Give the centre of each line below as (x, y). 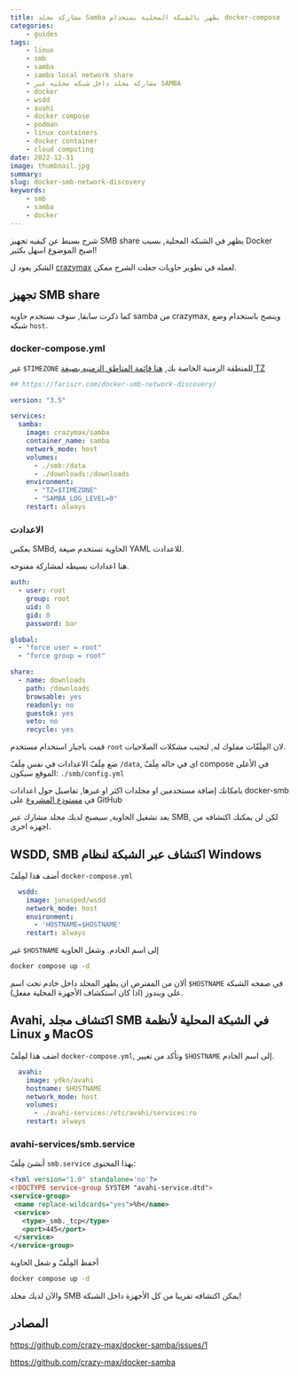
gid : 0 (38, 615)
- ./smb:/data (60, 465)
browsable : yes (54, 697)
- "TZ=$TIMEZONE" (66, 490)
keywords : (28, 191)
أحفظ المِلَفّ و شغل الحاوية (55, 1263)
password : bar (52, 623)
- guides (42, 34)
